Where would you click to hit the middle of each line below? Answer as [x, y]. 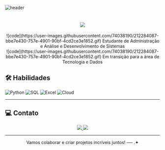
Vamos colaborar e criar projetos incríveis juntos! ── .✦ [82, 142]
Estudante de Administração [131, 41]
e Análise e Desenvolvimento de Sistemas [82, 46]
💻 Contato [22, 113]
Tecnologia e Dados [82, 62]
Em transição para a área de [131, 56]
